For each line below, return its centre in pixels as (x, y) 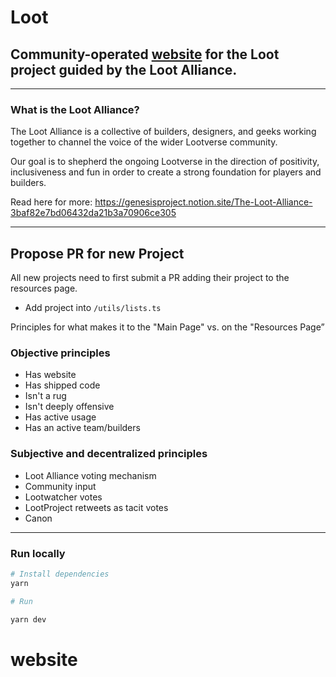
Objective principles (60, 353)
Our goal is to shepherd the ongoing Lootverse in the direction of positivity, (165, 162)
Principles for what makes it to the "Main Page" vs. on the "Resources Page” (167, 327)
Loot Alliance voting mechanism (90, 475)
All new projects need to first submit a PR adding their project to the (150, 278)
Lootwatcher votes (63, 497)
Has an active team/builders (82, 428)
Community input (60, 486)
